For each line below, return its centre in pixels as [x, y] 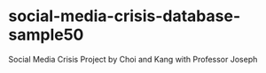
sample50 [46, 35]
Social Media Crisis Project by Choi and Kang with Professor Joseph [133, 59]
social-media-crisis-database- [125, 16]
